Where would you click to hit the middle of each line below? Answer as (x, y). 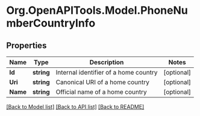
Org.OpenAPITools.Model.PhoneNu (97, 11)
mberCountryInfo (51, 23)
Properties (27, 45)
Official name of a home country (101, 92)
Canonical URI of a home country (102, 82)
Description (107, 62)
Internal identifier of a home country (107, 72)
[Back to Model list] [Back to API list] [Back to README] (75, 107)
